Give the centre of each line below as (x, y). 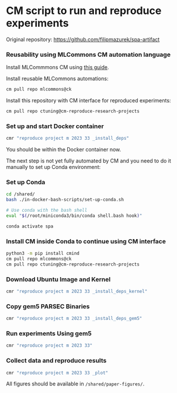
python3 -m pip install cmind (43, 254)
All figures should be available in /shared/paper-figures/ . (75, 384)
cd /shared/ (20, 194)
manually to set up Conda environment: (53, 167)
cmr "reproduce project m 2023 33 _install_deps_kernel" (77, 292)
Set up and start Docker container (55, 126)
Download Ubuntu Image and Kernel (58, 279)
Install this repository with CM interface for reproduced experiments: (88, 101)
